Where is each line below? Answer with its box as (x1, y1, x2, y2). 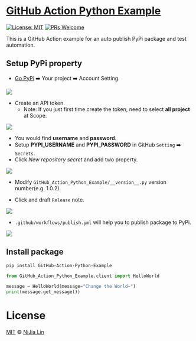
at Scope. (23, 112, 47, 119)
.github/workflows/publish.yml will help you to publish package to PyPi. (14, 219, 191, 226)
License (6, 309, 46, 323)
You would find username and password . (14, 134, 117, 141)
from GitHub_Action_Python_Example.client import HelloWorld (6, 273, 160, 279)
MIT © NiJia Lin (6, 329, 44, 336)
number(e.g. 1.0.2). (14, 184, 61, 191)
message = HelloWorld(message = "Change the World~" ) (6, 284, 136, 290)
